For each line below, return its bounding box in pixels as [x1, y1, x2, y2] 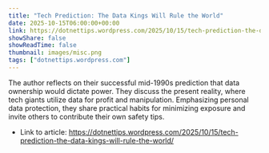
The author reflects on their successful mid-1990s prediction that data [8, 77, 240, 88]
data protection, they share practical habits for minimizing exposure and [8, 103, 246, 112]
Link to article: [19, 127, 67, 136]
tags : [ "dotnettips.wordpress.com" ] [8, 57, 130, 65]
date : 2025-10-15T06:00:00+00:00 [8, 19, 120, 27]
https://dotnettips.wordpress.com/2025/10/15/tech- [68, 127, 239, 136]
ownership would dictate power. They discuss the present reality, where [8, 86, 246, 96]
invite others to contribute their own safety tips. [8, 112, 165, 121]
